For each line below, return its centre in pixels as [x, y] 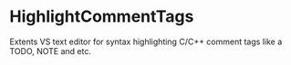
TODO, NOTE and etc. [50, 51]
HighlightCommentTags [102, 17]
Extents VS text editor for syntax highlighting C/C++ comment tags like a [146, 42]
